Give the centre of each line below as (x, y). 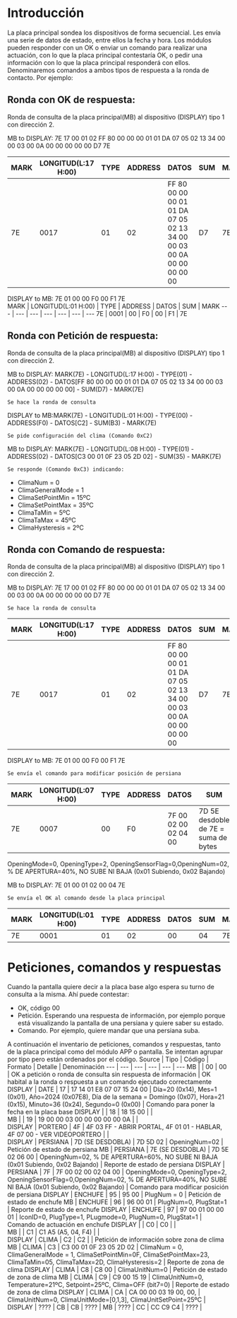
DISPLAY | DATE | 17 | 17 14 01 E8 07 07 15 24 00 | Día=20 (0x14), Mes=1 (112, 1090)
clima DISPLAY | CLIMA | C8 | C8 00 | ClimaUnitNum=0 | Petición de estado (117, 1270)
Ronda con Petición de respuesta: (83, 336)
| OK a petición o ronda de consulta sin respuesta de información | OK (109, 1074)
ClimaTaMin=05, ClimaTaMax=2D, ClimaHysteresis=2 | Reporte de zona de (116, 1262)
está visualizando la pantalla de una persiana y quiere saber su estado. (121, 1023)
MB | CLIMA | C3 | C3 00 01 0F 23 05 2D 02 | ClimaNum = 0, (95, 1247)
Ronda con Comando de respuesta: (86, 549)
